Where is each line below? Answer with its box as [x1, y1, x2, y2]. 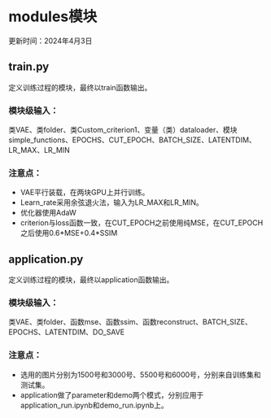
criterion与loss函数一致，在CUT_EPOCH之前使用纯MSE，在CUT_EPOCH [20, 218, 264, 228]
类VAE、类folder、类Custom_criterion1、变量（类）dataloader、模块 [8, 125, 238, 135]
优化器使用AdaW [20, 208, 76, 218]
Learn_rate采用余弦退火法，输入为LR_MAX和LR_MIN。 [20, 198, 203, 207]
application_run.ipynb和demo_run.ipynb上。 [20, 400, 168, 410]
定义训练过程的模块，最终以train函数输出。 [8, 82, 152, 92]
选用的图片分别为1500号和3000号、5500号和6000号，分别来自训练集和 [20, 369, 262, 379]
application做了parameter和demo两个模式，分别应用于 [20, 390, 204, 399]
